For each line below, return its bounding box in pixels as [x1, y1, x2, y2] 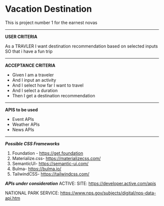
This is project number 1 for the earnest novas [5, 20, 98, 25]
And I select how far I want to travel [12, 82, 84, 88]
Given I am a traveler [12, 72, 54, 78]
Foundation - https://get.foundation [12, 150, 83, 156]
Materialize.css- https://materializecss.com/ [12, 155, 101, 161]
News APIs [12, 126, 34, 133]
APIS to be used [5, 107, 38, 113]
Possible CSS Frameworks [5, 140, 60, 146]
